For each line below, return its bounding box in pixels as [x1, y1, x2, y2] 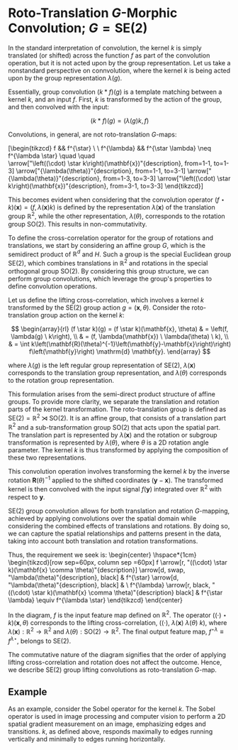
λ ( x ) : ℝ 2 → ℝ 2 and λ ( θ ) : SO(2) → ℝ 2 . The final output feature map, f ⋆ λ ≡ [8, 626, 224, 636]
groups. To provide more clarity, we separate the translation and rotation [8, 397, 220, 406]
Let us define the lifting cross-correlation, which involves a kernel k [8, 295, 205, 304]
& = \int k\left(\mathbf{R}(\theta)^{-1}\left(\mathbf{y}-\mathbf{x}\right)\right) [8, 339, 232, 348]
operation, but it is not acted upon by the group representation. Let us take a [8, 58, 231, 67]
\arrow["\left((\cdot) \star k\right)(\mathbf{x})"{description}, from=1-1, [8, 158, 212, 168]
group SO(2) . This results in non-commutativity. [8, 219, 147, 228]
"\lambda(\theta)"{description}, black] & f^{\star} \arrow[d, [8, 573, 179, 582]
